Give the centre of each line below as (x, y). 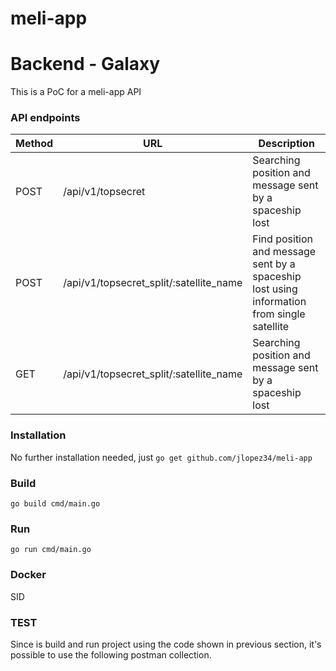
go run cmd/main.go (51, 550)
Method (34, 144)
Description (286, 144)
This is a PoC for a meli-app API (76, 92)
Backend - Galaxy (85, 64)
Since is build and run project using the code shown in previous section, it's (166, 644)
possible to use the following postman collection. (111, 654)
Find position (283, 239)
